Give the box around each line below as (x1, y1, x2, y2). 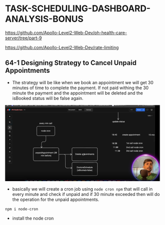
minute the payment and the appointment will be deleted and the (12, 90, 143, 96)
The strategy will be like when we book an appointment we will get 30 (12, 79, 154, 85)
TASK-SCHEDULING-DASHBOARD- (5, 3, 151, 14)
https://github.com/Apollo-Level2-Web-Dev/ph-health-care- (5, 30, 127, 35)
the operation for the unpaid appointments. (12, 196, 100, 202)
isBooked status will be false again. (12, 95, 83, 101)
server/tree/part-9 (5, 35, 42, 41)
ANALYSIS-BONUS (5, 13, 83, 25)
